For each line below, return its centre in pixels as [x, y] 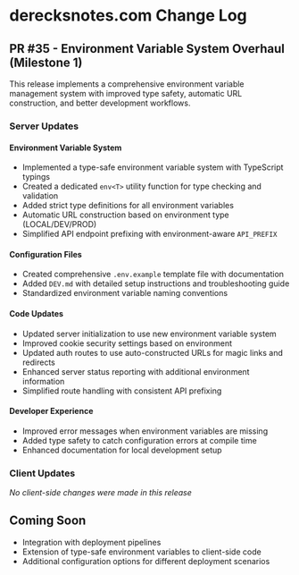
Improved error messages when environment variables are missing [145, 431]
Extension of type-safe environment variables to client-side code [141, 552]
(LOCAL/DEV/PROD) [59, 224]
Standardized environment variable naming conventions [125, 293]
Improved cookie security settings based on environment [127, 343]
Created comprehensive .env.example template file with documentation [153, 275]
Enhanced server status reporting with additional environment [136, 371]
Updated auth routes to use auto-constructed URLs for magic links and [153, 352]
